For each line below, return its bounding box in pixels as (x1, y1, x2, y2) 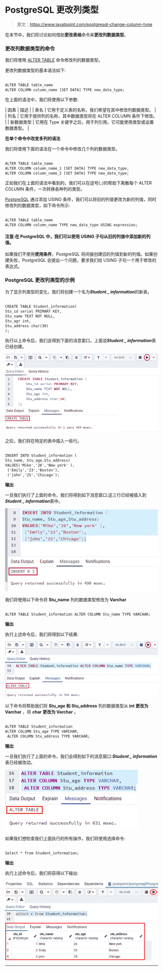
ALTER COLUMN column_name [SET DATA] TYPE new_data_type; (5, 88, 125, 92)
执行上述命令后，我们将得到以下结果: (5, 631, 79, 637)
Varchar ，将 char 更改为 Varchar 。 (5, 709, 79, 715)
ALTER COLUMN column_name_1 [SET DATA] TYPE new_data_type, (5, 166, 130, 171)
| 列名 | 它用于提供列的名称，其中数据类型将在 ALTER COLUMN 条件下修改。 (5, 113, 158, 119)
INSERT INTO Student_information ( (5, 453, 77, 458)
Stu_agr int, (5, 318, 32, 324)
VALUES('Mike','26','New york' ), (5, 463, 75, 468)
